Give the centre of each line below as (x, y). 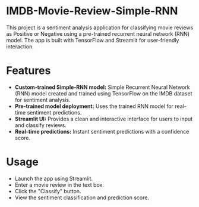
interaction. (20, 47)
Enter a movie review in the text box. (59, 185)
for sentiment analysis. (42, 100)
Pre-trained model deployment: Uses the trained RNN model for (94, 106)
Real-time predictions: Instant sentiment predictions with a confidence (102, 131)
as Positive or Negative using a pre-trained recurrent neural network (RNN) (98, 33)
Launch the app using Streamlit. (54, 178)
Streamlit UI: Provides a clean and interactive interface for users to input (104, 119)
